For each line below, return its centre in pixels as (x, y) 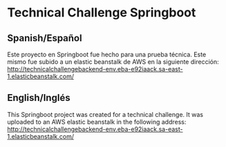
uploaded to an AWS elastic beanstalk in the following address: (97, 122)
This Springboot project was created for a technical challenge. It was (105, 114)
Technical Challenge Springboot (102, 13)
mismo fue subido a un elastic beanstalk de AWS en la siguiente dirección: (113, 62)
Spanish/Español (45, 38)
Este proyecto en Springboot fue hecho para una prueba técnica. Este (107, 54)
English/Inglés (39, 98)
